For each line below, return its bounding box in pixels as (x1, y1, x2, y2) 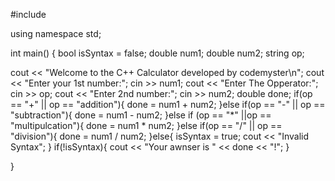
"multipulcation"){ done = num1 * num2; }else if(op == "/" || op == (10, 120, 283, 131)
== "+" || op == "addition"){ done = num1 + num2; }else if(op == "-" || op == (10, 99, 326, 110)
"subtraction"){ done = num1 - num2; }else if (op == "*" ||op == (10, 109, 272, 121)
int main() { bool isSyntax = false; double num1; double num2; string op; (10, 47, 305, 59)
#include (10, 9, 47, 20)
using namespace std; (10, 28, 102, 39)
